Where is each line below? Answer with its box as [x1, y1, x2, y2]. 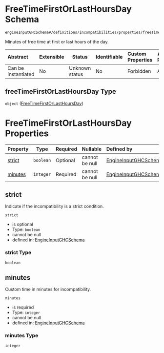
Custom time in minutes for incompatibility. [5, 287, 91, 292]
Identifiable [95, 53, 123, 60]
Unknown [69, 64, 91, 71]
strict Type [5, 249, 32, 256]
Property [7, 145, 29, 152]
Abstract [7, 53, 28, 60]
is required [12, 304, 34, 311]
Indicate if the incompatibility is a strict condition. [5, 204, 104, 209]
